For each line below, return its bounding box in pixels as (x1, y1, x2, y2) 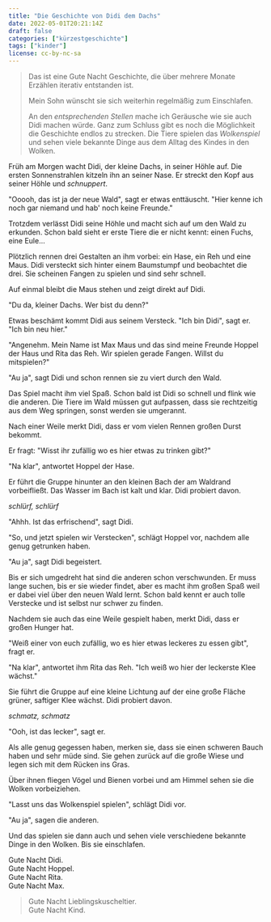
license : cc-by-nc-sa (8, 49, 82, 57)
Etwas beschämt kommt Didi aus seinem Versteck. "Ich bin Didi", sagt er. (8, 316, 251, 325)
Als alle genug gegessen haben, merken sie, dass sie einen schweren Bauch (8, 742, 264, 752)
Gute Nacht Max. (8, 881, 65, 890)
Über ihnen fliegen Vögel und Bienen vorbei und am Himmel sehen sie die (8, 776, 255, 785)
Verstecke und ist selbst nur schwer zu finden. (8, 598, 163, 607)
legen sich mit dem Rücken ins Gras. (8, 759, 130, 769)
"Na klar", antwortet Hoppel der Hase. (8, 462, 135, 471)
